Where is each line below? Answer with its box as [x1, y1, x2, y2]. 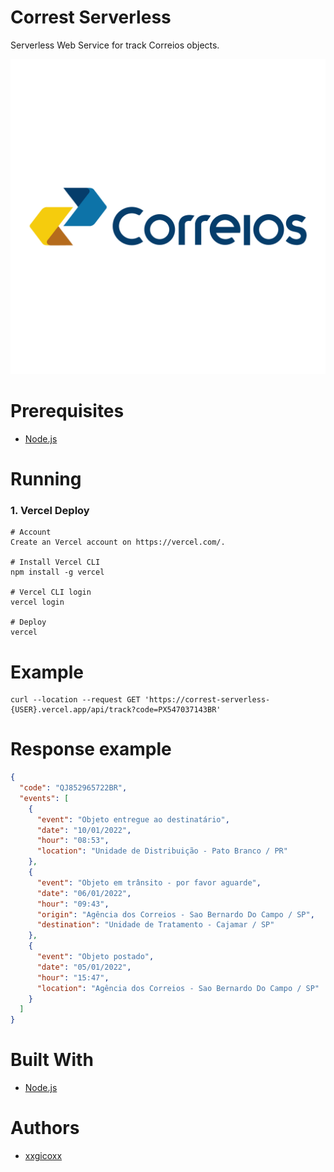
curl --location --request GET [10, 695, 141, 705]
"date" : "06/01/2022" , [36, 888, 132, 898]
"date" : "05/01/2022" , [36, 962, 132, 972]
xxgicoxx [24, 1150, 63, 1162]
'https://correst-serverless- [144, 695, 271, 705]
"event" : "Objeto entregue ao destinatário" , [36, 814, 230, 825]
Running [10, 468, 82, 491]
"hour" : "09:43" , [36, 899, 110, 909]
